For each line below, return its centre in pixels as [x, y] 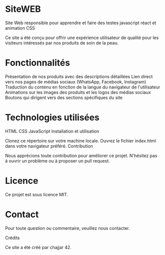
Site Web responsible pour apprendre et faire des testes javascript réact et [81, 23]
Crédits [13, 238]
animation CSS [20, 28]
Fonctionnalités [38, 63]
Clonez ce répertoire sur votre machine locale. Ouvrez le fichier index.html [81, 141]
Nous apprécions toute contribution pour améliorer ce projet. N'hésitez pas [81, 155]
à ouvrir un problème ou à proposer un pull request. [57, 161]
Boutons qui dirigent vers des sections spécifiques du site [64, 97]
